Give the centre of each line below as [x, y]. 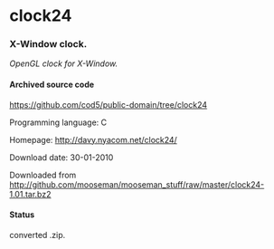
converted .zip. [38, 235]
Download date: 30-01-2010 [61, 157]
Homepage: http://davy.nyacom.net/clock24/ [94, 139]
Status [22, 215]
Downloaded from [43, 175]
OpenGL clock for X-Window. [64, 63]
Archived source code [52, 85]
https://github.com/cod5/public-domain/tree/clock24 [109, 104]
